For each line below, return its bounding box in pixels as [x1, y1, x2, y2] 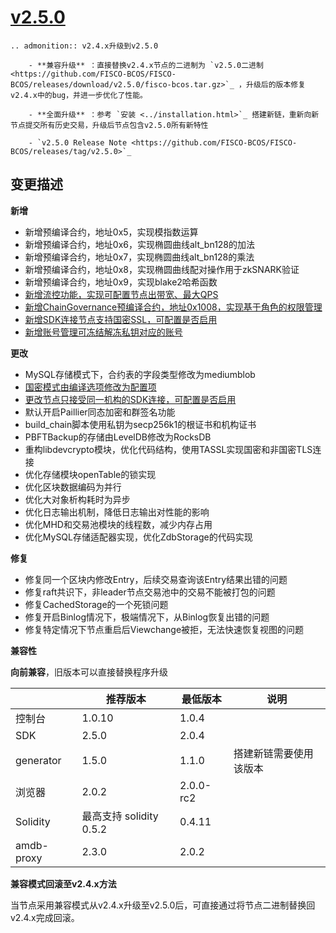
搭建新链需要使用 [233, 746, 314, 760]
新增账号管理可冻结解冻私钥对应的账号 [24, 326, 183, 338]
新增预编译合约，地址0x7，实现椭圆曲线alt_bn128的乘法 [24, 251, 255, 263]
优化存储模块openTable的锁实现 [24, 468, 157, 480]
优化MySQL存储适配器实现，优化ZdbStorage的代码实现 [24, 531, 253, 543]
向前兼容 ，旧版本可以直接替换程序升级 [10, 666, 168, 678]
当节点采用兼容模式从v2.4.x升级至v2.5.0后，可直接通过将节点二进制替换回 [10, 899, 316, 911]
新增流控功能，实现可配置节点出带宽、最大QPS [24, 288, 219, 300]
